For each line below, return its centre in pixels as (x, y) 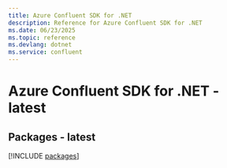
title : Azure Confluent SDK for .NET (70, 15)
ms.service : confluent (45, 52)
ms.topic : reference (42, 37)
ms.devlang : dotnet (40, 45)
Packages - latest (52, 137)
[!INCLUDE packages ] (44, 156)
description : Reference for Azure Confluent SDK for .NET (105, 23)
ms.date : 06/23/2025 (42, 30)
